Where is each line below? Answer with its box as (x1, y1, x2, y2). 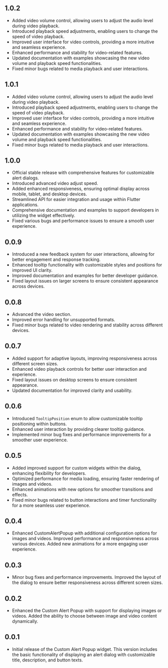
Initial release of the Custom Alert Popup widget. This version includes (12, 646, 157, 652)
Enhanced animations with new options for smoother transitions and (12, 486, 153, 492)
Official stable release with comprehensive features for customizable (12, 170, 154, 176)
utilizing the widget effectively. (12, 213, 76, 219)
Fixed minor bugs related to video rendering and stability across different (12, 322, 163, 328)
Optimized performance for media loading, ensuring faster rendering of (12, 476, 159, 482)
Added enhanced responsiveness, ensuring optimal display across (12, 186, 150, 192)
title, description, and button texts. (12, 657, 83, 663)
